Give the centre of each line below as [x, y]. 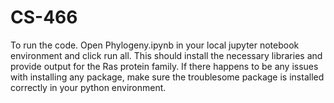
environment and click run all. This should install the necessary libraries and [166, 55]
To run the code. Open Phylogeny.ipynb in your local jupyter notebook [155, 45]
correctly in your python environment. [88, 87]
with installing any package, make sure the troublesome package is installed [167, 77]
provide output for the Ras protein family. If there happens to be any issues [164, 66]
